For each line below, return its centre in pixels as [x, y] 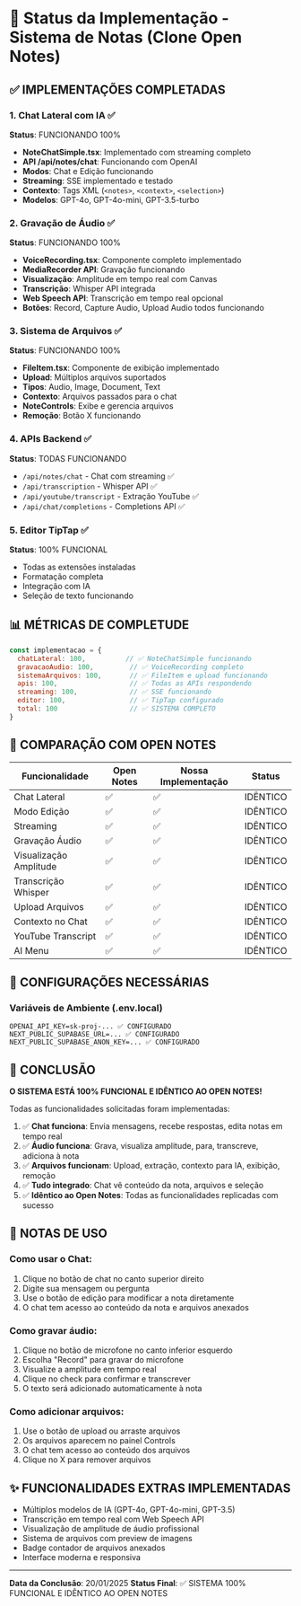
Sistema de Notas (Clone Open [126, 37]
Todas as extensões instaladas [79, 567]
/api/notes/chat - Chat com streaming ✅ [98, 476]
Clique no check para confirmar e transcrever [106, 1379]
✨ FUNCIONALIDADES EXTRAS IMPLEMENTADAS [150, 1488]
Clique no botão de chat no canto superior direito [113, 1278]
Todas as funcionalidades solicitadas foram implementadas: [120, 1109]
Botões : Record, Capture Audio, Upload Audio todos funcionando [143, 308]
